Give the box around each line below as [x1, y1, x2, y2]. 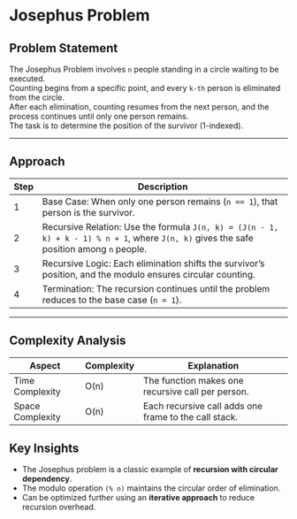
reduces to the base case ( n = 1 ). [42, 294, 182, 306]
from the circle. [9, 92, 65, 103]
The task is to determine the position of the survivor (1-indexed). [9, 120, 244, 131]
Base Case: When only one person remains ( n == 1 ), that [42, 195, 278, 208]
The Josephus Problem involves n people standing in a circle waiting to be [9, 64, 280, 74]
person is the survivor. [42, 206, 135, 218]
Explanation [187, 359, 240, 371]
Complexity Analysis [9, 333, 126, 348]
